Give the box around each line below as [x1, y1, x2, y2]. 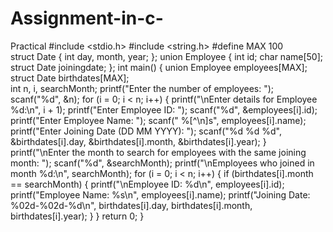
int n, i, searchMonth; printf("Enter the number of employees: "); [10, 82, 275, 94]
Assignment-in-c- [10, 7, 164, 30]
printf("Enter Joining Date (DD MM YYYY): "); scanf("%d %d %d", [10, 125, 282, 137]
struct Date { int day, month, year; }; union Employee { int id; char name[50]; [10, 50, 324, 62]
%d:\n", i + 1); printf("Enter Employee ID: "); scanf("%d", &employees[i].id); [10, 103, 318, 116]
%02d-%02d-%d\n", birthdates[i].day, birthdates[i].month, [10, 199, 253, 211]
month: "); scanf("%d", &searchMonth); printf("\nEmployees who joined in [10, 157, 315, 169]
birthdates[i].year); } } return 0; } [10, 210, 145, 222]
